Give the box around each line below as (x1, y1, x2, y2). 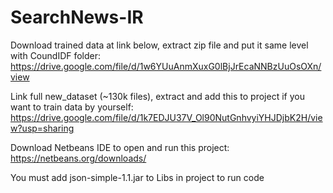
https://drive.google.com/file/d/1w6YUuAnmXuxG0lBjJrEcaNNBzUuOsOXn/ (10, 60, 322, 72)
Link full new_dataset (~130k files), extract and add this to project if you (10, 90, 305, 102)
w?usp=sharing (10, 122, 75, 134)
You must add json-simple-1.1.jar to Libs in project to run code (10, 171, 265, 183)
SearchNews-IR (10, 6, 144, 29)
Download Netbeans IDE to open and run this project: (10, 141, 230, 153)
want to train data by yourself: (10, 101, 134, 113)
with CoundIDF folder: (10, 49, 102, 61)
